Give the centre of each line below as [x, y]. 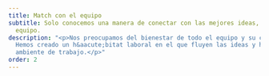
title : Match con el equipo [55, 15]
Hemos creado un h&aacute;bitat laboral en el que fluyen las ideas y [136, 45]
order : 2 [23, 60]
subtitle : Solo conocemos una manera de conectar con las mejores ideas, [134, 23]
